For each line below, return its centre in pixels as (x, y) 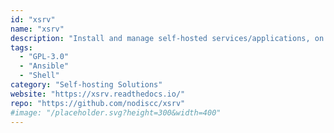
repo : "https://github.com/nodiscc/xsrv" (98, 103)
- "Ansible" (44, 66)
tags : (21, 47)
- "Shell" (39, 76)
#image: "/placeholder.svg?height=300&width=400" (116, 112)
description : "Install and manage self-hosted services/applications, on (167, 38)
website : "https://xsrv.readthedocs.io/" (98, 94)
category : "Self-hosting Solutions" (86, 85)
